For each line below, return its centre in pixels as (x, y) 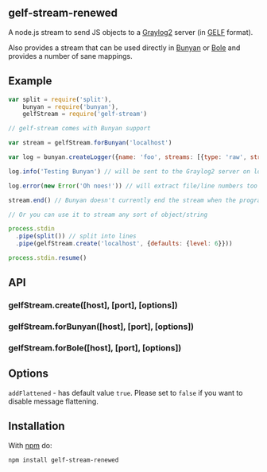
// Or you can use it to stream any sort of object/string (108, 215)
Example (30, 81)
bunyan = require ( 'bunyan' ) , (71, 106)
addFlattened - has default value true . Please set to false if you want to (126, 393)
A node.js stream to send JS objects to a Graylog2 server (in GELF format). (131, 32)
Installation (37, 426)
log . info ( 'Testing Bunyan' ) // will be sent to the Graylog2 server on (129, 171)
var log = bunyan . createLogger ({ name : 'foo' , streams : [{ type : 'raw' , (128, 157)
